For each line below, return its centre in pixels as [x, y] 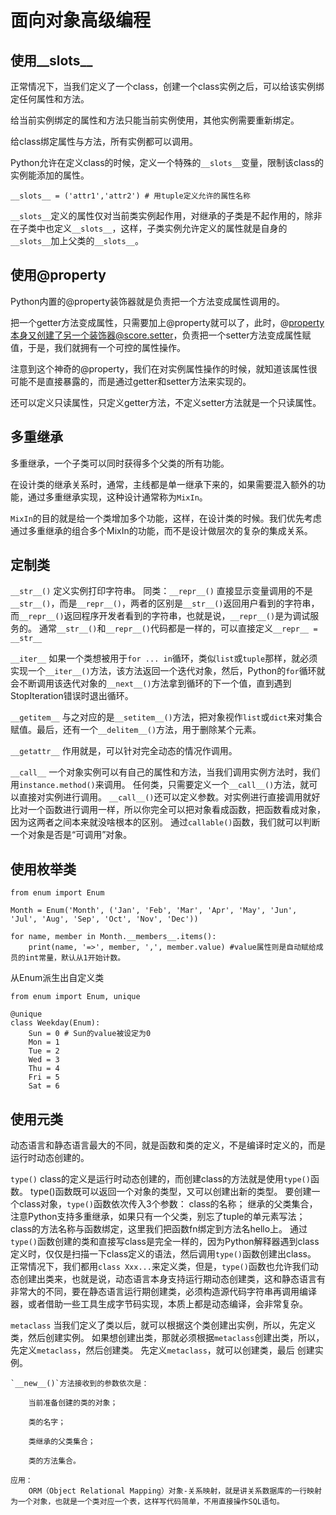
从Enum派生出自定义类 [57, 978]
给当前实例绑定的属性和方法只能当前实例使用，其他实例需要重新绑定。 [155, 120]
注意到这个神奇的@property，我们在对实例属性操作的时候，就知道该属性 [159, 368]
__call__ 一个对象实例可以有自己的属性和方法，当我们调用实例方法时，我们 [165, 772]
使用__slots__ [51, 60]
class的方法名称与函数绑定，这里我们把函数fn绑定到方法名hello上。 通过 [159, 1229]
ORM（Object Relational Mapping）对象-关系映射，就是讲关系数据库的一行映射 [175, 1491]
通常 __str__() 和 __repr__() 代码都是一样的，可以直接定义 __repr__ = [178, 628]
